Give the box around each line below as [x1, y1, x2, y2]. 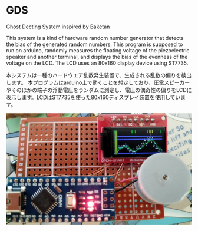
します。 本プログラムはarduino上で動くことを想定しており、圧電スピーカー [6, 79, 190, 86]
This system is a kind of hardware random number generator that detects [6, 34, 184, 41]
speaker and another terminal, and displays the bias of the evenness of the [6, 53, 188, 60]
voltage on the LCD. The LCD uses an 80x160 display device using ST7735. [6, 60, 189, 67]
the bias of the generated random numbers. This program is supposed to [6, 41, 183, 48]
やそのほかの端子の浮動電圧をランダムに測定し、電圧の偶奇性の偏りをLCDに [6, 86, 192, 93]
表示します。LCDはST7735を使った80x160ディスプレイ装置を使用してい [6, 94, 181, 101]
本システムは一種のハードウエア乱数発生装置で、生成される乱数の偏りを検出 [6, 71, 192, 78]
